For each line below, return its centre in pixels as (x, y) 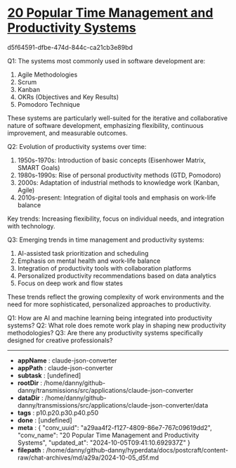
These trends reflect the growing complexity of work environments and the (116, 297)
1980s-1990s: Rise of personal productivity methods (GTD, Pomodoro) (119, 175)
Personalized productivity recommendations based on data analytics (117, 275)
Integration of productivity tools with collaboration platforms (104, 268)
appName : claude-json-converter (67, 360)
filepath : (31, 450)
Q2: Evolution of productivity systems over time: (77, 146)
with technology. (31, 226)
